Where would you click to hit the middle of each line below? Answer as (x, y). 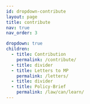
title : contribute (28, 22)
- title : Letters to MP (40, 70)
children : (18, 49)
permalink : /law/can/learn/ (50, 92)
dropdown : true (24, 44)
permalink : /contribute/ (46, 60)
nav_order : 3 (22, 33)
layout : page (22, 17)
